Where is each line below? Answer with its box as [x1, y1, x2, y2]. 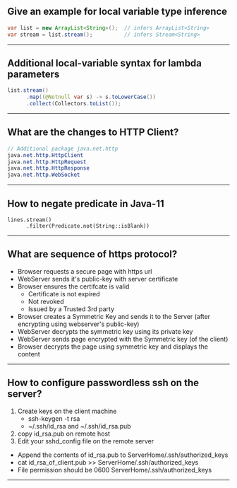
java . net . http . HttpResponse [7, 165, 90, 172]
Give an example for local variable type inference [7, 6, 228, 18]
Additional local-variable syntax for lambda [7, 57, 202, 69]
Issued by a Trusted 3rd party [28, 304, 115, 313]
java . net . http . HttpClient [7, 151, 83, 158]
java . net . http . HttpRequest [7, 158, 87, 165]
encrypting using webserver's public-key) [17, 320, 140, 328]
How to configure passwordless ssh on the [7, 377, 200, 389]
